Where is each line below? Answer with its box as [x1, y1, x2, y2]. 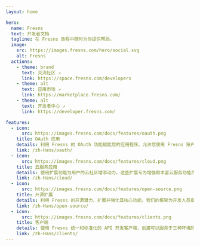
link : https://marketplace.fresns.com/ [21, 92, 121, 98]
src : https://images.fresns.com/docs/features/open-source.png [21, 186, 183, 192]
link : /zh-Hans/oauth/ [16, 147, 73, 153]
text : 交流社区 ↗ [21, 69, 61, 75]
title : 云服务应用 [16, 164, 58, 170]
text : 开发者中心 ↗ [21, 103, 66, 109]
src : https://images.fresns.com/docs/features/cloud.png [21, 158, 167, 165]
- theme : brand [16, 64, 54, 70]
